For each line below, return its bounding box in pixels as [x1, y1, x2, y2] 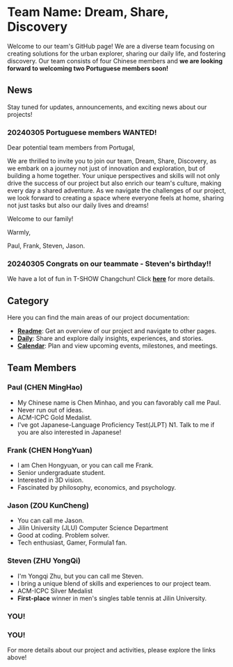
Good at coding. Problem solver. [17, 531, 110, 540]
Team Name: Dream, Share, [7, 4, 169, 20]
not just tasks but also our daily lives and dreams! [7, 201, 149, 209]
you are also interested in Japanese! [17, 428, 122, 436]
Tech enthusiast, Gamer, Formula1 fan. [17, 538, 127, 547]
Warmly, [7, 228, 31, 236]
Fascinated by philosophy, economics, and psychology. [17, 483, 177, 492]
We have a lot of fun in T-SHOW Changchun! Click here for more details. [7, 275, 215, 283]
